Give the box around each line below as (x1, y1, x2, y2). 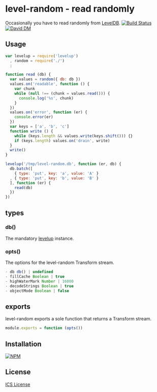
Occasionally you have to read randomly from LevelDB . (5, 20, 120, 26)
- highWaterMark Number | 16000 (5, 279, 74, 284)
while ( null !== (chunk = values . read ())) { (14, 91, 110, 96)
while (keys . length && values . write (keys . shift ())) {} (14, 133, 133, 139)
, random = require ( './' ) (10, 58, 65, 63)
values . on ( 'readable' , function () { (10, 82, 90, 87)
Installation (5, 340, 42, 348)
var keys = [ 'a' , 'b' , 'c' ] (10, 124, 70, 129)
